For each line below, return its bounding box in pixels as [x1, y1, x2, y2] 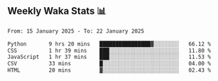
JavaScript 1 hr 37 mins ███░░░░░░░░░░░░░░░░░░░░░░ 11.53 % [7, 53, 212, 61]
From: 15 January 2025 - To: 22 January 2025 [7, 27, 144, 35]
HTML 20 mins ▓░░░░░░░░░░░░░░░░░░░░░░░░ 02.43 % [7, 67, 212, 74]
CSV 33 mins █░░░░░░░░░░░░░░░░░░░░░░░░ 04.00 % [7, 60, 212, 67]
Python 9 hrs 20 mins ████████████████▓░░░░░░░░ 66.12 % [7, 40, 212, 48]
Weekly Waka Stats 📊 [7, 5, 107, 17]
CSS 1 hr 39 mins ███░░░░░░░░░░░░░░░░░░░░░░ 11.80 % [7, 47, 212, 54]
